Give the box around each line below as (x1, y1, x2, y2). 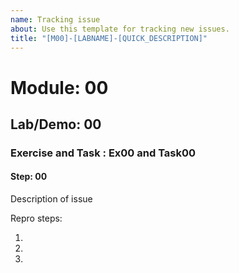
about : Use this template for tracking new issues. (10, 24, 230, 34)
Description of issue (10, 193, 93, 205)
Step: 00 (10, 171, 48, 183)
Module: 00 (10, 76, 109, 99)
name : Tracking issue (10, 14, 101, 25)
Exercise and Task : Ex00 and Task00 (10, 146, 197, 160)
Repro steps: (10, 212, 63, 225)
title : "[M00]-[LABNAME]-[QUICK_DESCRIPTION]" (10, 33, 208, 43)
